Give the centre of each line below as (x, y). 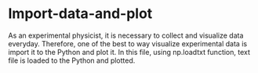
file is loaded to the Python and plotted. (72, 60)
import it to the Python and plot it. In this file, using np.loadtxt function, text (129, 52)
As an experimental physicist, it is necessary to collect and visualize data (126, 35)
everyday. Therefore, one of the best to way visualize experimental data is (128, 43)
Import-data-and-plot (80, 14)
